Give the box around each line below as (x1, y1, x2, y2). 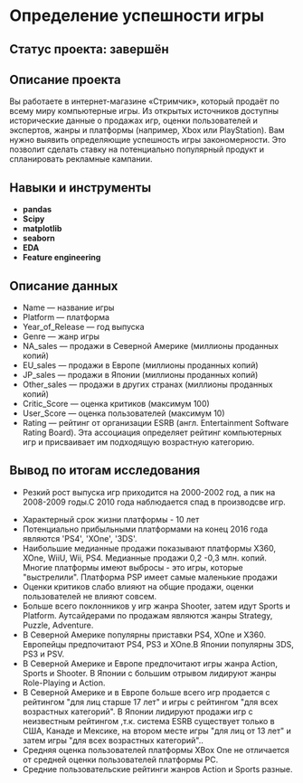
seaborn (22, 232, 56, 244)
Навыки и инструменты (9, 180, 152, 195)
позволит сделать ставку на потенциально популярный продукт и (9, 144, 265, 155)
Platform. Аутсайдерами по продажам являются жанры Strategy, (22, 609, 273, 620)
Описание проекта (9, 71, 121, 87)
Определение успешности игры (9, 5, 265, 26)
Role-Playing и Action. (22, 677, 106, 688)
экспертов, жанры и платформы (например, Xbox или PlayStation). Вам (9, 125, 285, 136)
